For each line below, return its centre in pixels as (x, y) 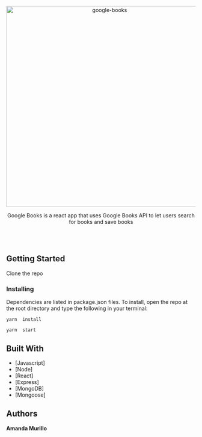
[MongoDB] (29, 388)
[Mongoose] (30, 395)
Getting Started (36, 259)
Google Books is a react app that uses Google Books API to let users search (101, 215)
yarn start (21, 330)
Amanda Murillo (26, 428)
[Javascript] (30, 363)
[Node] (24, 369)
